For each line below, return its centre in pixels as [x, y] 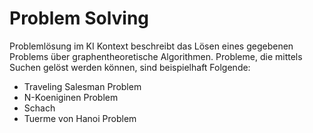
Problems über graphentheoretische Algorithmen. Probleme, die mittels [156, 56]
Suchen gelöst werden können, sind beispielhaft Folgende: [130, 67]
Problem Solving [79, 18]
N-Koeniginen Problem [71, 97]
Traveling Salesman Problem [82, 86]
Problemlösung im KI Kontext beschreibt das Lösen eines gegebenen [151, 46]
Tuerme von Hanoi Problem [80, 118]
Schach [39, 108]
